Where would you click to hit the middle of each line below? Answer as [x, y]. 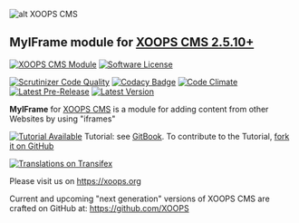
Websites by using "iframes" [63, 119]
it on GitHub [32, 146]
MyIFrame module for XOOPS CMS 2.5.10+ [132, 42]
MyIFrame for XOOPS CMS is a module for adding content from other [139, 109]
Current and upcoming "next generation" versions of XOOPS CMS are [140, 199]
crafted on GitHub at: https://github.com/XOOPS [99, 208]
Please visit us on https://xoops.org [76, 180]
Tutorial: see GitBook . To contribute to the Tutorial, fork [187, 136]
